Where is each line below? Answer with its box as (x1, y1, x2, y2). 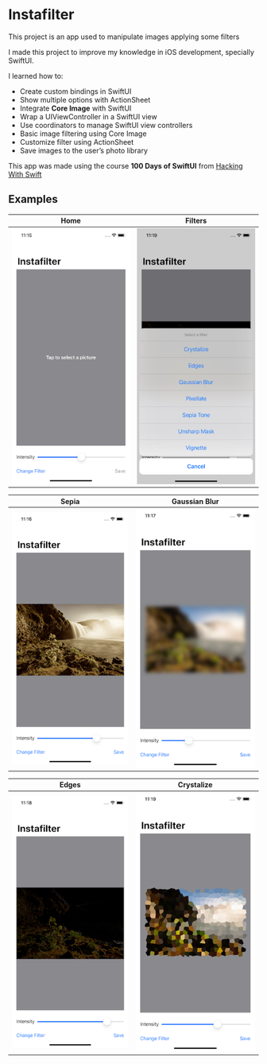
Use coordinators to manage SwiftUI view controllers (19, 120, 193, 130)
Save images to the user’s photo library (19, 146, 149, 155)
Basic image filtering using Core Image (19, 129, 147, 138)
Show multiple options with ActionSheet (19, 95, 151, 104)
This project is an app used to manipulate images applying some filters (8, 32, 240, 41)
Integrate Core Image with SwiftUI (19, 103, 132, 113)
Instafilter (8, 6, 75, 24)
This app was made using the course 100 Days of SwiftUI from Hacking (8, 161, 244, 170)
